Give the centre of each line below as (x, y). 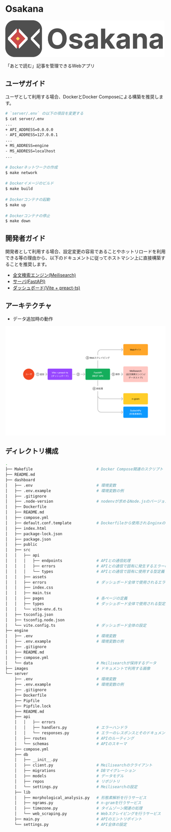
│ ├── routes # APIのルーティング (74, 738)
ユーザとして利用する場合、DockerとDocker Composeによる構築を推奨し (82, 96)
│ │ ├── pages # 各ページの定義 (66, 598)
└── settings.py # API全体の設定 (71, 824)
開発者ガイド (25, 238)
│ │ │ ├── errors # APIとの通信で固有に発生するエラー (85, 566)
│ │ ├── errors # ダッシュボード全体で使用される (82, 582)
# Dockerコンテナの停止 (28, 216)
